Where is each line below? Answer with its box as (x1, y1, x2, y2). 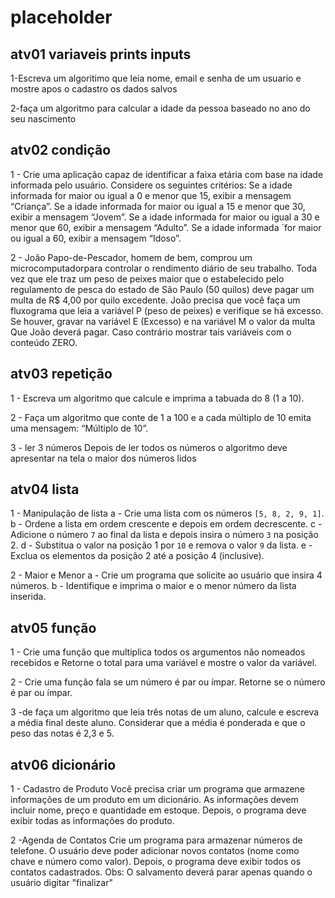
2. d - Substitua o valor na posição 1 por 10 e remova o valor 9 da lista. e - (10, 539, 313, 551)
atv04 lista (10, 481, 80, 498)
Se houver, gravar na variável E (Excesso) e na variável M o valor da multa (10, 315, 316, 327)
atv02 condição (10, 142, 112, 159)
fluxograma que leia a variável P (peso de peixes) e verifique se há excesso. (10, 304, 324, 316)
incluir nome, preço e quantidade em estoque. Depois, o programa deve (10, 804, 307, 816)
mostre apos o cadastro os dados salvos (10, 83, 178, 95)
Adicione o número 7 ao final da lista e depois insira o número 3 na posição (10, 529, 319, 541)
